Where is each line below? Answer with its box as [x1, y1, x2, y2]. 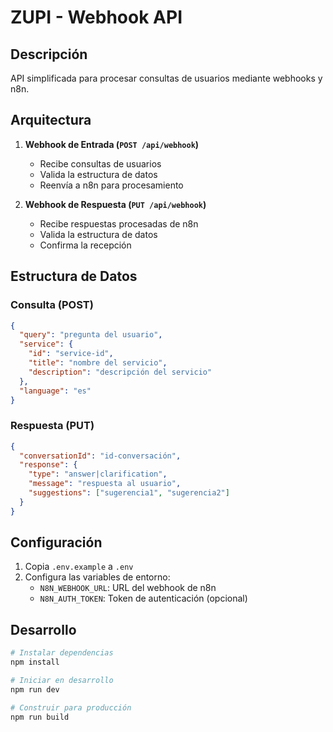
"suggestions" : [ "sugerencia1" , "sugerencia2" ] [28, 488, 230, 498]
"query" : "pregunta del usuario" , [19, 330, 163, 340]
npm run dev [10, 684, 60, 695]
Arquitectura [10, 112, 92, 129]
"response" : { [19, 460, 78, 470]
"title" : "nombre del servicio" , [28, 358, 168, 368]
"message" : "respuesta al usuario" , [28, 479, 182, 489]
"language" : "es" [19, 386, 92, 396]
